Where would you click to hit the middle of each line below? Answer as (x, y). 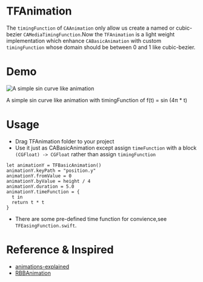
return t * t (28, 202)
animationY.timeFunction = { (43, 192)
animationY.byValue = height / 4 (48, 181)
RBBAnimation (33, 273)
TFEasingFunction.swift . (46, 225)
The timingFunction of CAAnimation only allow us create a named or (90, 28)
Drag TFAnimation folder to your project (65, 141)
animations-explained (42, 266)
